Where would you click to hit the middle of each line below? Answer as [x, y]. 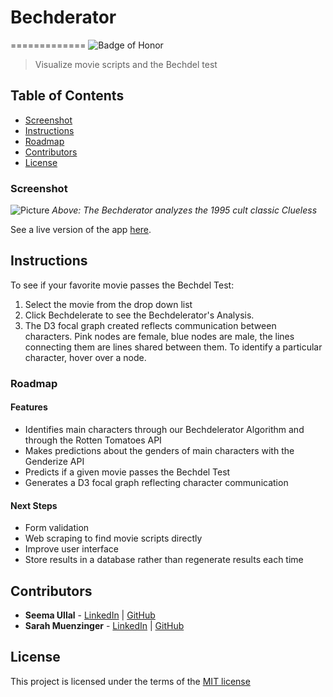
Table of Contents [67, 96]
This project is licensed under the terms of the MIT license [130, 681]
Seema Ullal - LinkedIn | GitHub [90, 615]
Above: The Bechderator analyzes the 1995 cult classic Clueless [184, 210]
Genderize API [54, 461]
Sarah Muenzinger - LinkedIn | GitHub [104, 625]
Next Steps [34, 505]
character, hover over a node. [85, 357]
